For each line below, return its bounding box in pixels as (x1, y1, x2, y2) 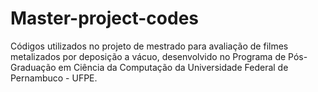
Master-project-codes (10, 7, 199, 30)
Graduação (10, 61, 57, 73)
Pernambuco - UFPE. (10, 72, 98, 84)
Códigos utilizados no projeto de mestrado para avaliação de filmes (10, 40, 289, 52)
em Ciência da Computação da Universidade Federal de (58, 61, 289, 73)
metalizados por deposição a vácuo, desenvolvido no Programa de (10, 50, 287, 62)
